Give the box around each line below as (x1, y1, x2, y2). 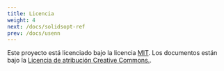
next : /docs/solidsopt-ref (7, 23, 86, 30)
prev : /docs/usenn (7, 29, 61, 37)
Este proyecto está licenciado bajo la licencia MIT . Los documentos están (7, 49, 218, 57)
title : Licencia (7, 10, 54, 17)
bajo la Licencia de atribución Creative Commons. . (7, 56, 152, 65)
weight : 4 (7, 17, 36, 24)
